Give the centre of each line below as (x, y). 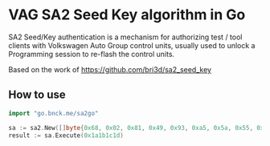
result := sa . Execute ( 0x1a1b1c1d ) (66, 135)
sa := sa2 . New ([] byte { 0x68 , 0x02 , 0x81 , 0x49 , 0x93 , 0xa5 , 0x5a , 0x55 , (131, 128)
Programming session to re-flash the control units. (92, 54)
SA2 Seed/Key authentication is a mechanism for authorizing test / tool (125, 37)
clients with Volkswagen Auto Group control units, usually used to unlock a (132, 45)
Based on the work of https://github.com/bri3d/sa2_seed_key (110, 69)
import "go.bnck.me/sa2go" (53, 113)
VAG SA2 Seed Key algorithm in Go (127, 15)
